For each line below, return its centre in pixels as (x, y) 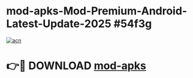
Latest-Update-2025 (59, 24)
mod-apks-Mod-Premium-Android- (97, 11)
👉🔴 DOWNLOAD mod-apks (76, 66)
